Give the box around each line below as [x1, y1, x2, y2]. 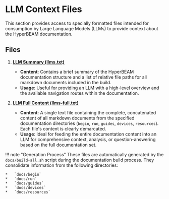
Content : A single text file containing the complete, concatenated [20, 109, 156, 115]
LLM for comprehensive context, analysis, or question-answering [20, 136, 156, 142]
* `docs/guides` [5, 180, 44, 186]
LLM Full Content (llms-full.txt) [12, 100, 79, 106]
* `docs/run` [5, 176, 37, 181]
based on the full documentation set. [20, 142, 97, 148]
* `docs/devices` [5, 185, 46, 190]
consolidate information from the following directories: [5, 162, 119, 168]
